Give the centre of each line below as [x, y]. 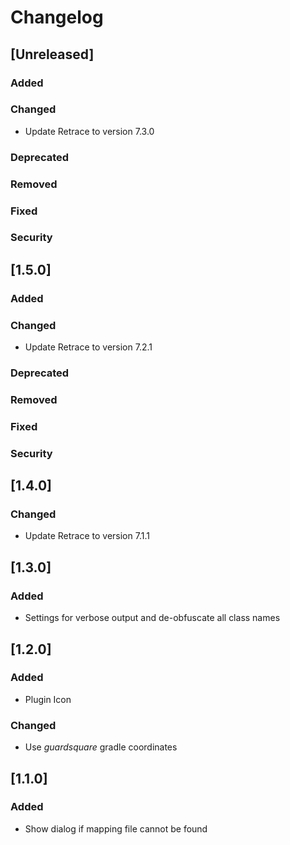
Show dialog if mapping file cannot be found [116, 828]
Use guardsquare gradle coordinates [101, 747]
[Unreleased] [52, 54]
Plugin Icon [48, 699]
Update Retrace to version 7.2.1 [88, 347]
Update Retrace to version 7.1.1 [87, 536]
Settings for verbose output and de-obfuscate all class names [152, 618]
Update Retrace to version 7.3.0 [89, 131]
